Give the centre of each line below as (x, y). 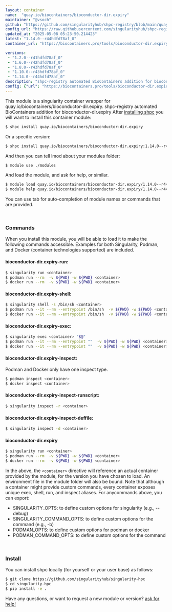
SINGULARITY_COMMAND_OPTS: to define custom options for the (83, 519)
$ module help (20, 189)
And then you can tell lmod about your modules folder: (63, 156)
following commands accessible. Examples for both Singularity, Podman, (82, 244)
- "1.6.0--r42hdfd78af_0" (35, 62)
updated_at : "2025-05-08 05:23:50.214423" (51, 34)
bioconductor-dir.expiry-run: (37, 262)
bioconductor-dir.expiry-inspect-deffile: (49, 418)
